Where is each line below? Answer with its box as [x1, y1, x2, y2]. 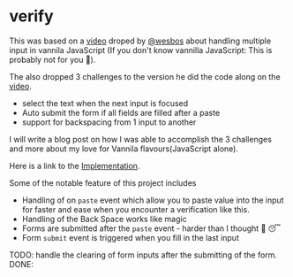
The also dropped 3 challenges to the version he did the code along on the [9, 71, 281, 81]
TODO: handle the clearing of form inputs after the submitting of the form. [9, 250, 278, 260]
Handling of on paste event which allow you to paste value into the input [21, 195, 284, 205]
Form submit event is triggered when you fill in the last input [21, 232, 240, 242]
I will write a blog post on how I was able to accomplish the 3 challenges [9, 134, 272, 144]
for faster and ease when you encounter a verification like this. [21, 204, 250, 214]
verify [9, 6, 55, 27]
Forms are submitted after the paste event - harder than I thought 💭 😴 [21, 223, 281, 234]
